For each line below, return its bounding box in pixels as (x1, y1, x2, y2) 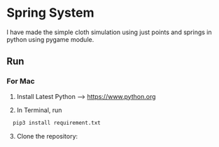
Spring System (6, 5, 94, 21)
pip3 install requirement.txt (13, 119, 101, 126)
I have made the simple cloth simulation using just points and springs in (6, 28, 212, 36)
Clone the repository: (16, 132, 78, 140)
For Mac (6, 77, 36, 86)
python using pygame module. (6, 35, 94, 43)
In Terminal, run (16, 106, 62, 114)
